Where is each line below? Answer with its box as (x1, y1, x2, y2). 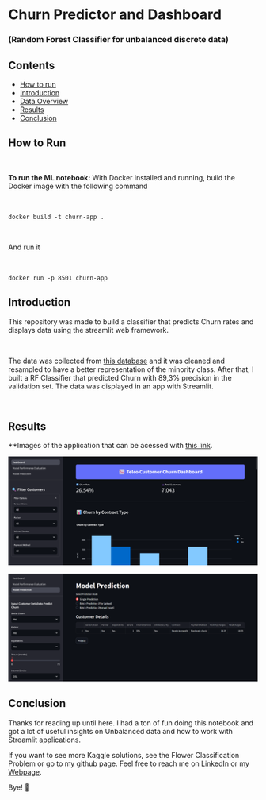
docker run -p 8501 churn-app (8, 274, 108, 282)
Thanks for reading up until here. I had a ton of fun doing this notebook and (8, 717, 254, 728)
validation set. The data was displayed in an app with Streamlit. (8, 381, 214, 391)
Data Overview (19, 96, 69, 106)
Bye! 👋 (8, 783, 30, 792)
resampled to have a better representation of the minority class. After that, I (8, 364, 255, 374)
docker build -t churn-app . (8, 213, 104, 221)
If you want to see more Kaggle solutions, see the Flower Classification (8, 750, 240, 759)
